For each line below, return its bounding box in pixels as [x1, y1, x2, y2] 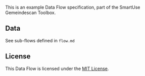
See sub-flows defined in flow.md [5, 37, 75, 43]
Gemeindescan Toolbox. [5, 10, 56, 16]
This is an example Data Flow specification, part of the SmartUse [5, 5, 140, 10]
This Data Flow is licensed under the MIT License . [5, 65, 109, 71]
